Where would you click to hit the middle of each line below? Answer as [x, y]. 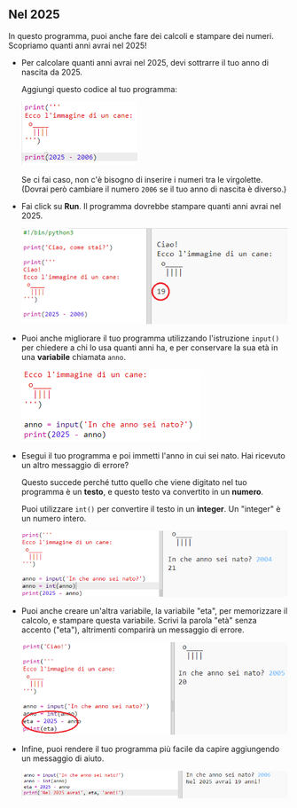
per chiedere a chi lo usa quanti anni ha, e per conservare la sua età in [149, 347]
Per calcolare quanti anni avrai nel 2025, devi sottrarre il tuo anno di [145, 62]
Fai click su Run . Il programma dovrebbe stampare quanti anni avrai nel [151, 206]
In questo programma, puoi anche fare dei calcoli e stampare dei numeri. [141, 35]
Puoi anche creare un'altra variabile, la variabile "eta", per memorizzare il [154, 610]
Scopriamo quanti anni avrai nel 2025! [78, 45]
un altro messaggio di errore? [75, 465]
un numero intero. [54, 518]
